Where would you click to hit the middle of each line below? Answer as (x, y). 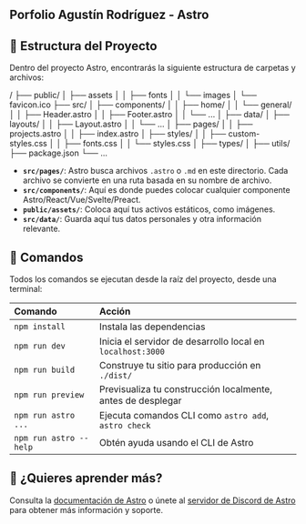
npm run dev (40, 346)
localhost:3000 (132, 352)
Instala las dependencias (152, 327)
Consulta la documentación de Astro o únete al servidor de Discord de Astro (153, 500)
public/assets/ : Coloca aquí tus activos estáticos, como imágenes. (149, 209)
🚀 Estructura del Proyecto (83, 46)
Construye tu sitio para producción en (180, 366)
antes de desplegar (140, 401)
